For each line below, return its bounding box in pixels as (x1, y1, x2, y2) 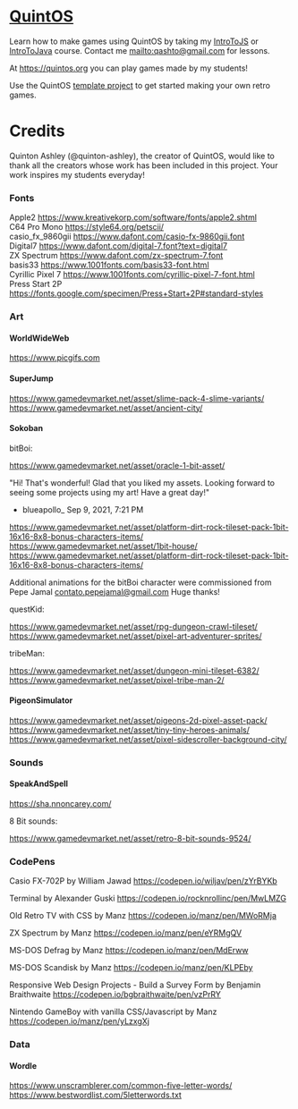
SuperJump (9, 373, 54, 384)
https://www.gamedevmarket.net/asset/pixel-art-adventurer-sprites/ (9, 631, 262, 641)
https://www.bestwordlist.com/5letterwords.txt (9, 1089, 182, 1101)
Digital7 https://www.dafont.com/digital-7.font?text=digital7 (9, 241, 228, 251)
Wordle (9, 1060, 38, 1071)
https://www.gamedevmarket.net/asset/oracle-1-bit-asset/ (9, 460, 226, 470)
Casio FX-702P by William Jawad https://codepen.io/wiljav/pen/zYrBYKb (9, 876, 277, 886)
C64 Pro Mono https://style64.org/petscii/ (9, 222, 164, 233)
